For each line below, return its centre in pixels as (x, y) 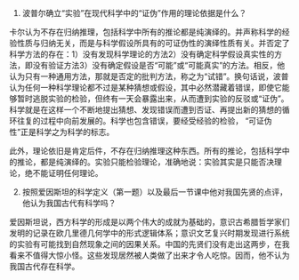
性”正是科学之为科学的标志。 (62, 132)
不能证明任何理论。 (68, 173)
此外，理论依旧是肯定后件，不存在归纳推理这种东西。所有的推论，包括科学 (145, 151)
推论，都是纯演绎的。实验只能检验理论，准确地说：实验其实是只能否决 (145, 162)
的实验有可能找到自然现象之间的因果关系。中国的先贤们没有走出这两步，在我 (149, 244)
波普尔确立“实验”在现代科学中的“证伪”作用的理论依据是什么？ (134, 13)
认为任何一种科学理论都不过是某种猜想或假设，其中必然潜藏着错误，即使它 (145, 88)
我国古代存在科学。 (44, 266)
